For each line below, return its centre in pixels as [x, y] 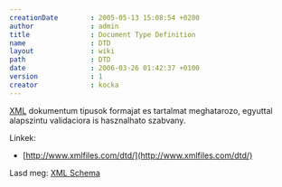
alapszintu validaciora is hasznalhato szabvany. [98, 120]
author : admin [64, 26]
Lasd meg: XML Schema [55, 173]
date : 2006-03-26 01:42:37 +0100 [105, 69]
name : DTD [60, 43]
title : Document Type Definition [103, 34]
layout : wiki [62, 51]
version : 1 [56, 77]
